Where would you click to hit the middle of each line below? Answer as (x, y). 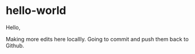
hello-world (36, 11)
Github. (15, 46)
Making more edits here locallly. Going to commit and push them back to (97, 39)
